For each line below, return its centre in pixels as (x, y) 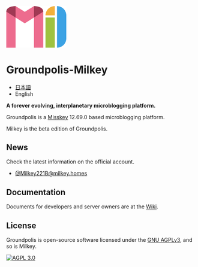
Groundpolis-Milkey (57, 70)
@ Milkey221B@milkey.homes (51, 174)
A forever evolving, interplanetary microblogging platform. (81, 105)
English (24, 94)
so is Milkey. (22, 246)
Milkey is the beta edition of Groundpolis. (57, 129)
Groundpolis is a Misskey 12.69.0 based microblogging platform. (85, 117)
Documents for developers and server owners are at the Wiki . (82, 207)
